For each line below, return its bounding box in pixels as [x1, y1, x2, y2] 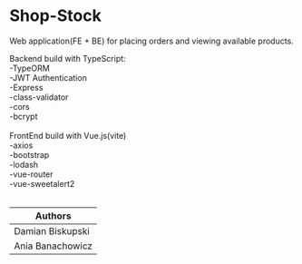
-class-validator [9, 92, 69, 103]
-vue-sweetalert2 [9, 178, 75, 189]
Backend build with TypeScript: [9, 53, 126, 64]
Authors [34, 210, 72, 222]
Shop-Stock [9, 5, 102, 26]
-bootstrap [9, 149, 50, 160]
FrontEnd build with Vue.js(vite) [9, 130, 127, 141]
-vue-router [9, 169, 54, 180]
